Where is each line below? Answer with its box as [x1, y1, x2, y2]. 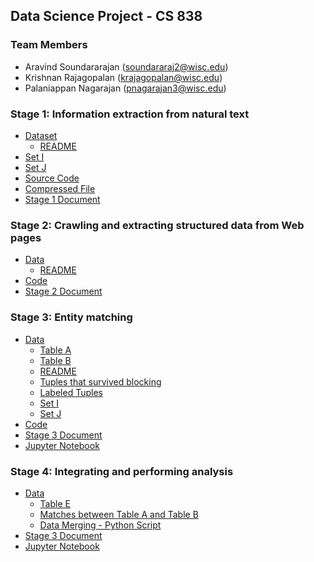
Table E [39, 497, 71, 509]
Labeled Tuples [39, 386, 103, 398]
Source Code [24, 172, 80, 184]
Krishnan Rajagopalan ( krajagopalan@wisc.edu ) [24, 71, 223, 83]
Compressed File [24, 182, 96, 194]
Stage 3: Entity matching [10, 310, 133, 324]
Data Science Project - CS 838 [10, 8, 203, 25]
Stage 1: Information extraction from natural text [10, 107, 250, 121]
